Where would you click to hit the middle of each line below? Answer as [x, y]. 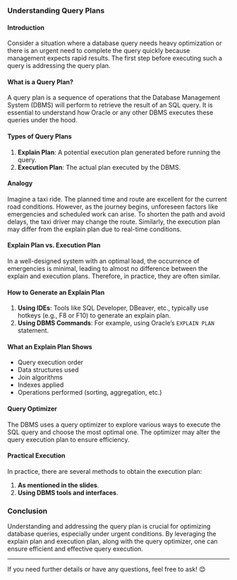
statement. [33, 330]
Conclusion [28, 511]
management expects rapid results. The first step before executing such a [115, 58]
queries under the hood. [42, 120]
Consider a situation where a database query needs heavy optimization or [115, 43]
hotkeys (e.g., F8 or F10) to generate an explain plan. [94, 315]
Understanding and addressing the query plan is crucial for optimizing [109, 526]
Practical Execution [36, 456]
